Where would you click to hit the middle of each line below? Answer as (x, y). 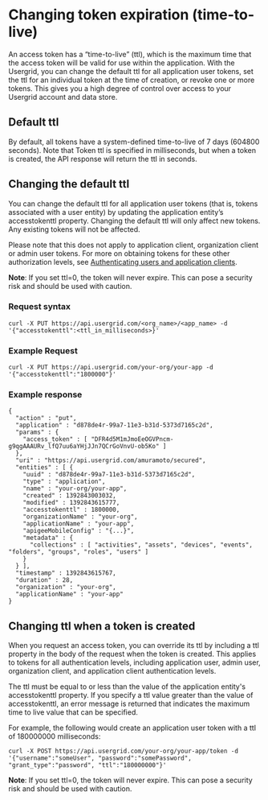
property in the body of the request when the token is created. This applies (132, 654)
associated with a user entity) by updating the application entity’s (116, 212)
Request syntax (39, 307)
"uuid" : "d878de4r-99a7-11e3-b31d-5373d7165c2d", (109, 475)
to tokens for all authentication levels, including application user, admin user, (134, 662)
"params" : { (37, 432)
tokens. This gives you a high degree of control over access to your (120, 88)
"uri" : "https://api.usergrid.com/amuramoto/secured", (111, 460)
